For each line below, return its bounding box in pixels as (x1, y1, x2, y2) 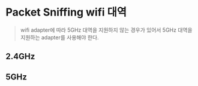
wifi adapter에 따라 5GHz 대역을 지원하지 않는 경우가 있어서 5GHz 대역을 (20, 26, 193, 33)
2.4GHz (5, 51, 35, 62)
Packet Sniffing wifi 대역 (5, 5, 127, 19)
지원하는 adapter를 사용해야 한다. (20, 33, 100, 41)
